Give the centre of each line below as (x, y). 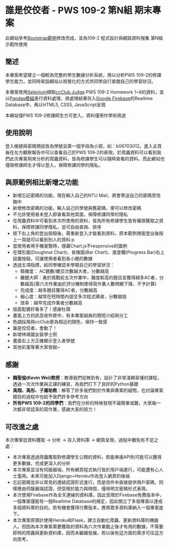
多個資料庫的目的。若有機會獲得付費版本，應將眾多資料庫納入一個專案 (86, 508)
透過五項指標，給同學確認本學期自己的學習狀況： (63, 265)
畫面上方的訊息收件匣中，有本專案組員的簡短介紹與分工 (70, 315)
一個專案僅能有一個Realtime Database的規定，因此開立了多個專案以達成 (88, 501)
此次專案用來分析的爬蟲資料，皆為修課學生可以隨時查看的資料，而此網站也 (87, 158)
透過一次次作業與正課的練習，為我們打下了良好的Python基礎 (75, 384)
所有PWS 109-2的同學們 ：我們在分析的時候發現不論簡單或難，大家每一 (87, 403)
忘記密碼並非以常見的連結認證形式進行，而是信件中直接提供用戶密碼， (86, 482)
